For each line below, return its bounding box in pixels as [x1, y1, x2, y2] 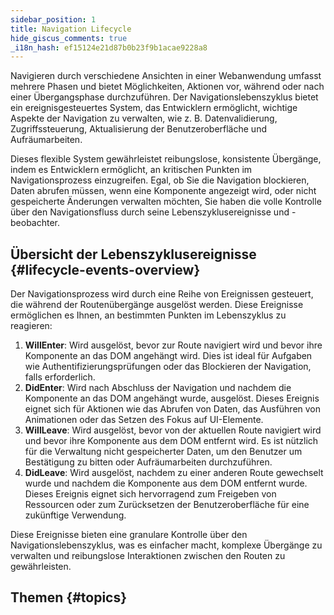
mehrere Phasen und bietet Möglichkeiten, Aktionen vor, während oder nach [10, 81, 325, 93]
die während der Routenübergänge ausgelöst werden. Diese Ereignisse [10, 299, 304, 311]
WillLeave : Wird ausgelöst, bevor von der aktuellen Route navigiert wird [24, 424, 322, 436]
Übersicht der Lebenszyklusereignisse [10, 246, 257, 263]
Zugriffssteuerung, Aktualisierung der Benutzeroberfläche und [10, 123, 267, 135]
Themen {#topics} [10, 589, 128, 606]
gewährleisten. [10, 561, 72, 573]
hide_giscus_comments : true [10, 33, 128, 43]
